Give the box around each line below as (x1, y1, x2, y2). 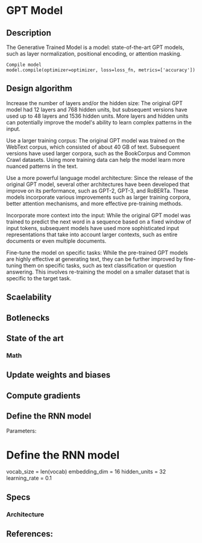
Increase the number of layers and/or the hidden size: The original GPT (6, 99, 183, 106)
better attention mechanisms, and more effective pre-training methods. (6, 200, 183, 207)
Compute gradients (6, 390, 81, 400)
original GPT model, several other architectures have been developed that (6, 181, 190, 188)
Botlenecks (6, 312, 50, 323)
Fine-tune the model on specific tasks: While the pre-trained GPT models (6, 249, 188, 256)
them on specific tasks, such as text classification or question (23, 262, 177, 269)
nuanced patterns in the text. (6, 162, 78, 170)
